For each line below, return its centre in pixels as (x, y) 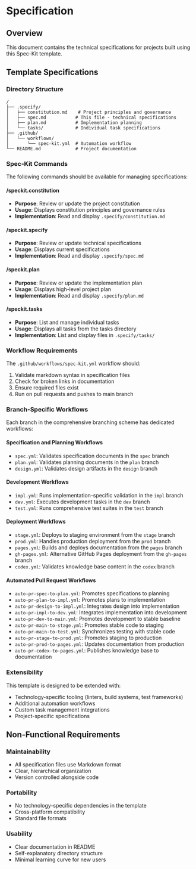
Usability (19, 834)
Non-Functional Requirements (63, 735)
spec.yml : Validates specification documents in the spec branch (92, 456)
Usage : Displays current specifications (62, 249)
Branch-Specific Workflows (47, 410)
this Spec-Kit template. (34, 54)
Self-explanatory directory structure (59, 853)
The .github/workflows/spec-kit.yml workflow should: (73, 364)
